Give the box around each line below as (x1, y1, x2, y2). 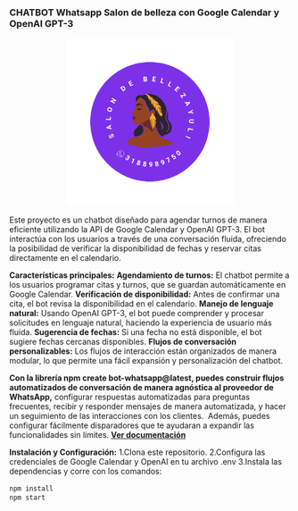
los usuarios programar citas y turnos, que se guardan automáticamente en (9, 280, 286, 290)
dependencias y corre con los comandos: (9, 466, 162, 477)
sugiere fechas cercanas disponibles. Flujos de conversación (9, 337, 236, 348)
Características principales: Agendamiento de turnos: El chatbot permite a (9, 270, 290, 281)
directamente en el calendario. (9, 253, 122, 264)
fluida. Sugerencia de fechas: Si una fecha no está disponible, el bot (9, 327, 262, 338)
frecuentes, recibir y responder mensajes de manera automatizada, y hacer (9, 401, 286, 412)
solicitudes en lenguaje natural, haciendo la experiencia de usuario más (9, 317, 272, 328)
